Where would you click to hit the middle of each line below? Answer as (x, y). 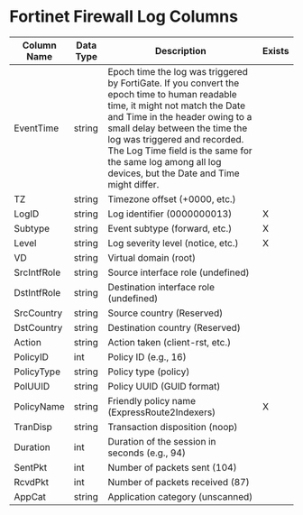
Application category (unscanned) (180, 496)
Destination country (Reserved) (174, 327)
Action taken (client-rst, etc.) (170, 342)
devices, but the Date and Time (174, 173)
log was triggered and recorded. (176, 139)
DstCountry (38, 327)
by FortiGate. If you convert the (174, 83)
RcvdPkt (32, 482)
